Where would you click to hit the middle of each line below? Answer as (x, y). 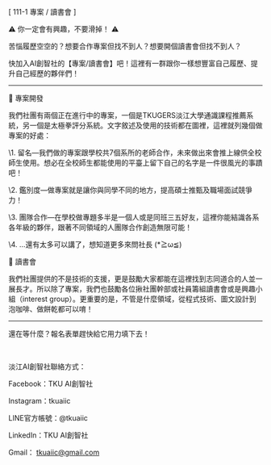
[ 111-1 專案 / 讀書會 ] (42, 12)
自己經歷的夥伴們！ (47, 73)
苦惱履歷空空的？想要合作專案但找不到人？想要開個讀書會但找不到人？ (125, 46)
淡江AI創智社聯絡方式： (47, 367)
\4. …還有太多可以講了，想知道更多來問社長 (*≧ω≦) (95, 244)
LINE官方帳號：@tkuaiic (48, 418)
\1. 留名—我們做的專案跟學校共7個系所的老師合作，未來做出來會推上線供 (128, 153)
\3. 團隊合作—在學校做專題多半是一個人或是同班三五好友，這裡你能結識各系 (134, 217)
